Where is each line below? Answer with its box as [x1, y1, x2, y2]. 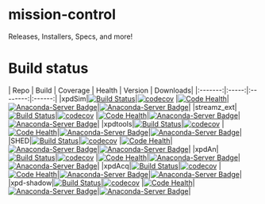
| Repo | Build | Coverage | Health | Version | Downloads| [8, 85, 194, 95]
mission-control [8, 6, 117, 24]
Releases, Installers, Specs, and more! [8, 32, 133, 41]
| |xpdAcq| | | [97, 161, 222, 171]
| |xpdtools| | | [97, 119, 225, 128]
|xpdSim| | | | [59, 93, 230, 104]
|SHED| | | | [8, 136, 173, 145]
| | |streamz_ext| [97, 102, 238, 111]
